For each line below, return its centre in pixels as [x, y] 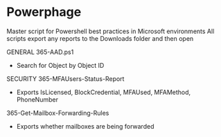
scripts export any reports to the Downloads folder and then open [100, 38]
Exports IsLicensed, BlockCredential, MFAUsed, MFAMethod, [104, 92]
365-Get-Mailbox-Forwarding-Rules [58, 113]
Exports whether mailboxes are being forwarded [85, 126]
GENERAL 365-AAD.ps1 [40, 52]
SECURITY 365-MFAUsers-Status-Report [65, 79]
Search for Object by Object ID [60, 65]
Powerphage [44, 12]
